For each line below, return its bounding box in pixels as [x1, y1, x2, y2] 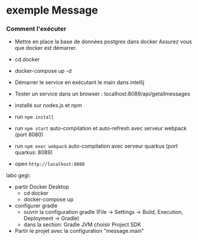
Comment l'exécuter [6, 25, 66, 33]
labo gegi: [6, 172, 31, 179]
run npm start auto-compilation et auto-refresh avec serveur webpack [14, 125, 187, 132]
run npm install [14, 113, 55, 120]
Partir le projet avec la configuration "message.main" [14, 228, 144, 235]
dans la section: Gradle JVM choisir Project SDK [23, 221, 141, 228]
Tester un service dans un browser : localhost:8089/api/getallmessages [14, 90, 191, 98]
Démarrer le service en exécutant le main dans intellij [14, 79, 145, 86]
